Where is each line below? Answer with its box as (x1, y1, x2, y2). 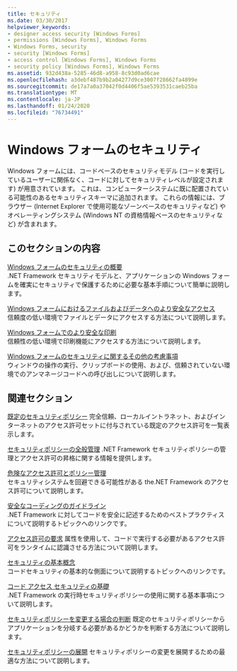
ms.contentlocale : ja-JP (7, 96, 81, 103)
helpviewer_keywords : (7, 23, 71, 30)
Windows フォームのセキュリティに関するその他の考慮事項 (7, 352, 178, 360)
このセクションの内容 (7, 242, 100, 255)
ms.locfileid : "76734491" (7, 109, 83, 116)
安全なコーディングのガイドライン (7, 502, 107, 510)
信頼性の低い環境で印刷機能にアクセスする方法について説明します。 (7, 337, 205, 345)
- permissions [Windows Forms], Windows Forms (7, 37, 147, 44)
